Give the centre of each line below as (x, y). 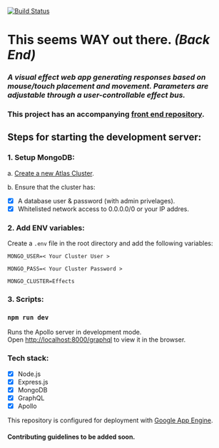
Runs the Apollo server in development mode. (75, 332)
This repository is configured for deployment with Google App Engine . (110, 420)
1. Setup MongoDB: (41, 158)
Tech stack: (28, 358)
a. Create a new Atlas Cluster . (51, 173)
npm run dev (28, 317)
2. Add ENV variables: (46, 228)
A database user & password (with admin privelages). (96, 200)
